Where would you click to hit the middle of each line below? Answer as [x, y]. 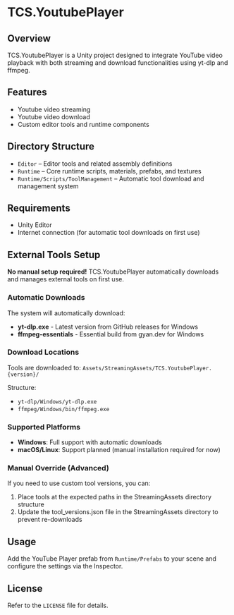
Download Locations [43, 352]
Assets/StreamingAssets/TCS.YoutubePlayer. [147, 368]
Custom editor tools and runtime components [83, 124]
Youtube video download [54, 116]
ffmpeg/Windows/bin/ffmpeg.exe [63, 409]
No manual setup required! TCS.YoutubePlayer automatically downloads [113, 272]
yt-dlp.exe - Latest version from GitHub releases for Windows [108, 327]
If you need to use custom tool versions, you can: [79, 483]
